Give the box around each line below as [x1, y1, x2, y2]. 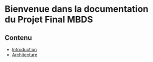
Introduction [11, 47, 37, 52]
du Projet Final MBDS [4, 14, 93, 25]
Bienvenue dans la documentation [4, 3, 149, 15]
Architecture [11, 52, 38, 58]
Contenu [4, 33, 32, 42]
